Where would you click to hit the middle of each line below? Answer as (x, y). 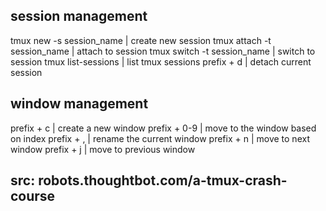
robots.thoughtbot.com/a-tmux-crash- (163, 180)
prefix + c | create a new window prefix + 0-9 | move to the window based (163, 128)
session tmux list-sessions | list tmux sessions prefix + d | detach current (161, 61)
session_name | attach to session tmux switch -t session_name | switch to (163, 51)
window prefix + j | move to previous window (103, 149)
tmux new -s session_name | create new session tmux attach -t (141, 40)
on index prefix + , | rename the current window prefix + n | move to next (160, 138)
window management (79, 104)
